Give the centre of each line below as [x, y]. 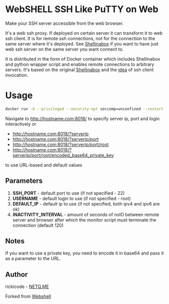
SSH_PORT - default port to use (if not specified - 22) [69, 193]
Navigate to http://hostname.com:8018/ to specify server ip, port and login [82, 118]
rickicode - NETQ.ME [27, 287]
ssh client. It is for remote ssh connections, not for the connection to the [80, 38]
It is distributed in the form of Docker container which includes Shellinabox [83, 59]
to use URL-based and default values [44, 165]
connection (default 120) [38, 225]
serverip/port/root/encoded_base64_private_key [63, 155]
